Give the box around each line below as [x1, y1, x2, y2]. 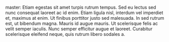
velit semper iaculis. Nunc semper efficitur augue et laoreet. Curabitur [5, 26, 153, 32]
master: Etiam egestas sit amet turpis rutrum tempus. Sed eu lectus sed [5, 5, 156, 10]
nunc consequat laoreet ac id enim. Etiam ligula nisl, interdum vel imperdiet [5, 10, 163, 16]
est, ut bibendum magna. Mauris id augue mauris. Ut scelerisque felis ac [5, 20, 158, 26]
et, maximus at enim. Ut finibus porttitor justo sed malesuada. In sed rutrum [5, 15, 165, 21]
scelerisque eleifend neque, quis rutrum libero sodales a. [5, 31, 125, 37]
